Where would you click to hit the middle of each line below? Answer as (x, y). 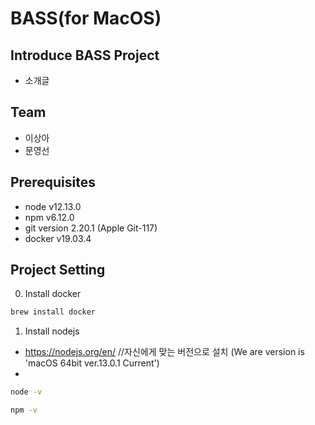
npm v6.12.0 (49, 217)
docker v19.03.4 (58, 238)
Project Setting (58, 270)
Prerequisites (53, 182)
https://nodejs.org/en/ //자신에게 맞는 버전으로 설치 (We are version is (164, 352)
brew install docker (53, 312)
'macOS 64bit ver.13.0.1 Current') (92, 363)
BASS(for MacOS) (86, 18)
